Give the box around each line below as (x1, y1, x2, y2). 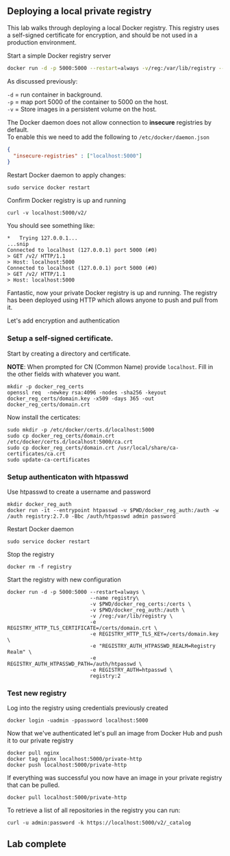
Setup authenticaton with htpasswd (7, 472, 129, 481)
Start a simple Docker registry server (7, 51, 112, 60)
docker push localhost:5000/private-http (7, 761, 127, 769)
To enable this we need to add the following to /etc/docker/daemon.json (7, 133, 210, 141)
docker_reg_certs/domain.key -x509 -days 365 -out (7, 395, 155, 402)
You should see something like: (7, 222, 95, 230)
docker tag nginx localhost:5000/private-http (7, 756, 142, 763)
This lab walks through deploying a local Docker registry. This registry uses (7, 23, 220, 32)
